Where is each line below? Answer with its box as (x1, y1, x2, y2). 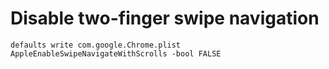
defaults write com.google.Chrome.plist (10, 40, 182, 50)
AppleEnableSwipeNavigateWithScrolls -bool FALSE (10, 48, 222, 59)
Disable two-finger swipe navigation (10, 7, 320, 30)
